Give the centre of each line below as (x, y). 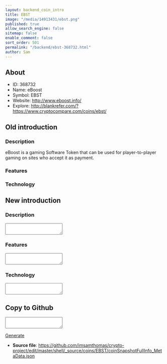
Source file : (25, 345)
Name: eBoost (27, 90)
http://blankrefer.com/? (55, 106)
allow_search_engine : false (35, 29)
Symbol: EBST (27, 95)
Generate (15, 335)
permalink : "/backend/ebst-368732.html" (48, 47)
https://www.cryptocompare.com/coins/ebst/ (59, 111)
